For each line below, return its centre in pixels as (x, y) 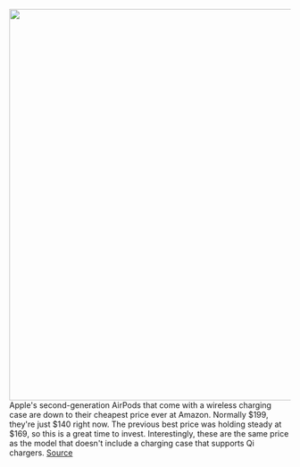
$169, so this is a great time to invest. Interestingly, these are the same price (149, 433)
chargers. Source (41, 453)
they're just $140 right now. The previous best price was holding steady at (146, 424)
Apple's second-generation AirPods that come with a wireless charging (141, 405)
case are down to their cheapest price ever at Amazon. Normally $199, (139, 415)
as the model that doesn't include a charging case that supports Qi (132, 443)
